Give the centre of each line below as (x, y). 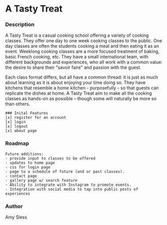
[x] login (16, 122)
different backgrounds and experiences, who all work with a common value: (84, 62)
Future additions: (24, 154)
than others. (18, 104)
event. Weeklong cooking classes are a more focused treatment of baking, (82, 51)
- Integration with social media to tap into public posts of (72, 189)
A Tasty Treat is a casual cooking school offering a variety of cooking (77, 35)
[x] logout (17, 126)
